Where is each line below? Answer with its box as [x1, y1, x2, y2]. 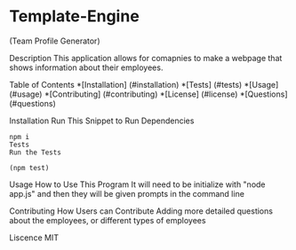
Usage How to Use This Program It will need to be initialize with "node [9, 179, 266, 190]
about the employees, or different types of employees [9, 215, 206, 225]
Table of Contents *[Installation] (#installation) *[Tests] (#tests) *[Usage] [9, 79, 279, 90]
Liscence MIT [9, 232, 60, 243]
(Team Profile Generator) [9, 35, 100, 46]
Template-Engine [9, 6, 140, 27]
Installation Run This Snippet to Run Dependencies [9, 115, 195, 126]
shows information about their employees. [9, 62, 164, 73]
